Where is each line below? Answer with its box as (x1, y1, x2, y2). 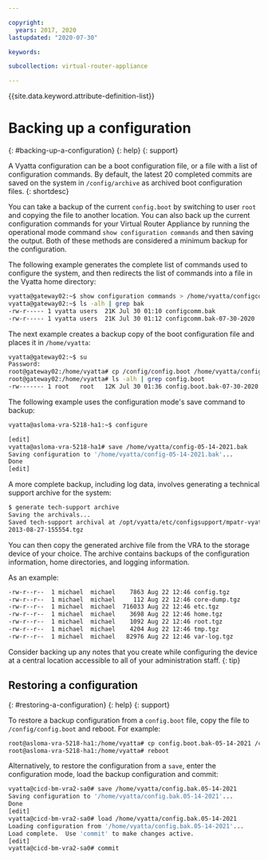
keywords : (8, 48, 41, 56)
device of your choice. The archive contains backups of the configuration (8, 549, 250, 558)
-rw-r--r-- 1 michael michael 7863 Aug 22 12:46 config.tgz (8, 588, 230, 596)
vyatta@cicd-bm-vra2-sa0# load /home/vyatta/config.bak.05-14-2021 (8, 814, 238, 822)
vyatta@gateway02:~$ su (8, 353, 88, 361)
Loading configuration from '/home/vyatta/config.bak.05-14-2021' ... (8, 822, 245, 830)
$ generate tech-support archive (8, 504, 120, 512)
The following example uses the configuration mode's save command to (8, 397, 246, 406)
